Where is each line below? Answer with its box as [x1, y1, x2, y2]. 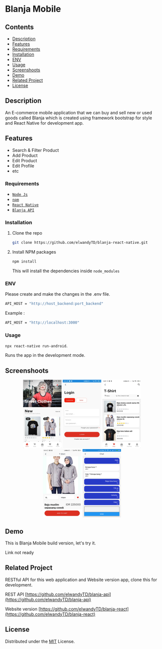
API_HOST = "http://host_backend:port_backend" [5, 302, 104, 306]
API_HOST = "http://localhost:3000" [5, 320, 80, 325]
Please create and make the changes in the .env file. [5, 291, 111, 297]
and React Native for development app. [5, 120, 84, 126]
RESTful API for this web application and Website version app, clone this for [5, 577, 157, 583]
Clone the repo [12, 230, 42, 236]
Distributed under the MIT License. [5, 638, 75, 644]
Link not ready [5, 549, 34, 555]
